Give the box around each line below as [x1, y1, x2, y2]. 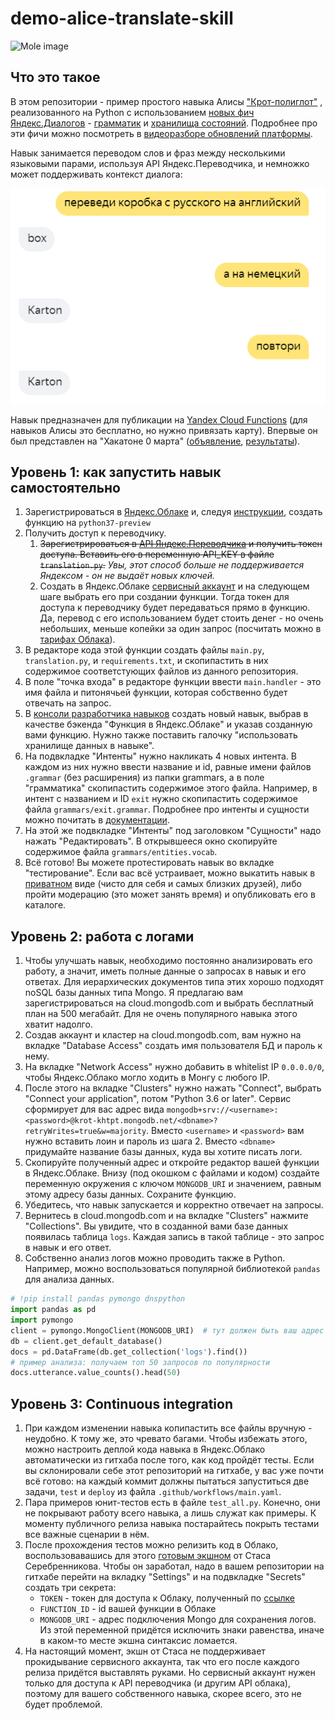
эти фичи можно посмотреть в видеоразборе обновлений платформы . [10, 127, 313, 139]
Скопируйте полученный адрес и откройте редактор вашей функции [24, 1157, 320, 1169]
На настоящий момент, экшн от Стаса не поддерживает [24, 1645, 266, 1657]
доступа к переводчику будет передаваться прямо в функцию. [39, 602, 311, 614]
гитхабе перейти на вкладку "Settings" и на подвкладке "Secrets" [24, 1571, 306, 1583]
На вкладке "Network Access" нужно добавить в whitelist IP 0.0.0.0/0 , [24, 1061, 325, 1073]
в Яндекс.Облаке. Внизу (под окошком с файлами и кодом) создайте [24, 1167, 320, 1179]
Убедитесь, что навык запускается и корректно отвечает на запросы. [24, 1199, 324, 1211]
